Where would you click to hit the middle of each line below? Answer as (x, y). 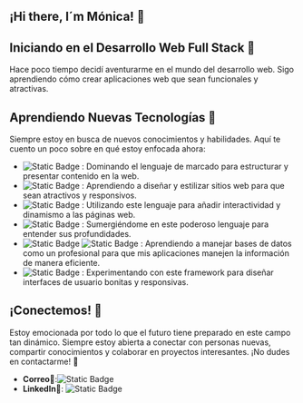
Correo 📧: (40, 378)
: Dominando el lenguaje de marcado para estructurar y (185, 167)
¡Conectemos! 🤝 (56, 311)
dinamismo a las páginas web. (79, 215)
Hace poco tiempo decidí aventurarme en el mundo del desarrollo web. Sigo (152, 70)
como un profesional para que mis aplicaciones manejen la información (156, 253)
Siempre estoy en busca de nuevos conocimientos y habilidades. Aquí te (145, 139)
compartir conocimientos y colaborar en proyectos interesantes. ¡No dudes (150, 351)
